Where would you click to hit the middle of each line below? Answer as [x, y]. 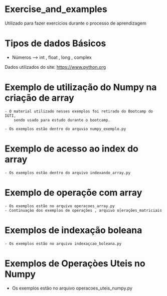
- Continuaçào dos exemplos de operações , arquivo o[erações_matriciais [83, 210]
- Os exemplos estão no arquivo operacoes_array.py [60, 206]
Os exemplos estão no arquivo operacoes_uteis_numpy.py [72, 288]
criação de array [40, 98]
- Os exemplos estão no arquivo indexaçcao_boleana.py [63, 244]
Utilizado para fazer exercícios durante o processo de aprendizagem [75, 23]
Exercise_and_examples [56, 9]
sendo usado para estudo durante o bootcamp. [62, 120]
